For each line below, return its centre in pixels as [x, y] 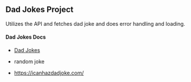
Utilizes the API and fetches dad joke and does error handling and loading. [95, 23]
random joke [29, 61]
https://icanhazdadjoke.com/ [49, 73]
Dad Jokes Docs [26, 37]
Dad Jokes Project [40, 10]
